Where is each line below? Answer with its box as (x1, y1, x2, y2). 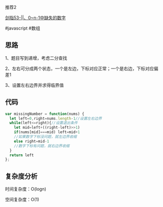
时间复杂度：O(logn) (5, 186, 47, 192)
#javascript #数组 (5, 25, 40, 31)
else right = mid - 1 (14, 138, 50, 144)
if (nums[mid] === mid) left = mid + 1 (14, 130, 80, 135)
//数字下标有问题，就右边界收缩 (14, 143, 70, 148)
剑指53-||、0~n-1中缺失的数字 (5, 15, 66, 21)
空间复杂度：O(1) (5, 197, 39, 203)
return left (9, 152, 34, 158)
